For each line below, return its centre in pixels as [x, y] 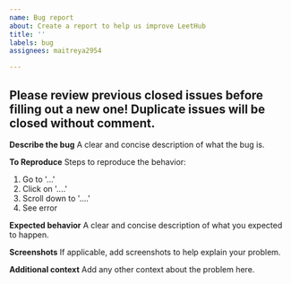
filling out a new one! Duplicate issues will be [137, 109]
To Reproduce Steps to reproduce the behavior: [98, 161]
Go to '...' [39, 179]
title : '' [28, 34]
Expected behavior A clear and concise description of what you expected [146, 225]
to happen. [29, 235]
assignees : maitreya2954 [56, 51]
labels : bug [31, 43]
